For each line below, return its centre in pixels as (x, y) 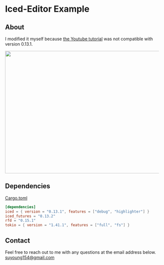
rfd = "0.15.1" (20, 221)
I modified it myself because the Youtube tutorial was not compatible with (79, 39)
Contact (18, 240)
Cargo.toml (16, 198)
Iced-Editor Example (47, 9)
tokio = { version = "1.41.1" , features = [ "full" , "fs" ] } (68, 225)
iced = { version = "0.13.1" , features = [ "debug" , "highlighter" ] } (77, 212)
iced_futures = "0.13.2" (30, 216)
